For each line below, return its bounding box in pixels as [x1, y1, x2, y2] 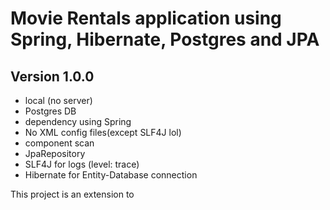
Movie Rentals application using [10, 7, 282, 30]
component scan [24, 137, 95, 149]
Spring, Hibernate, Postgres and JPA [10, 28, 320, 51]
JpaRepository [24, 148, 86, 159]
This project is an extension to [10, 188, 135, 200]
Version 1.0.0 [10, 68, 95, 85]
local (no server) [24, 95, 93, 106]
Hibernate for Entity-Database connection [24, 169, 198, 181]
